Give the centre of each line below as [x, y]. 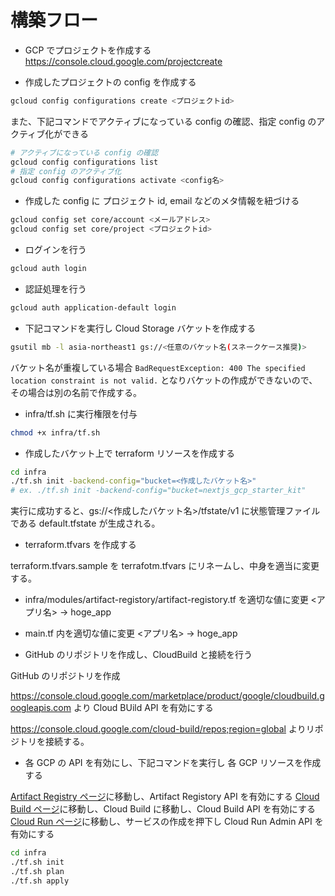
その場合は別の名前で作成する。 [76, 392]
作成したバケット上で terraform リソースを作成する [130, 453]
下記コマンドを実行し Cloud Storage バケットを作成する [140, 328]
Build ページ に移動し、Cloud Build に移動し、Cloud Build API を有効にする [163, 809]
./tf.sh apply [40, 881]
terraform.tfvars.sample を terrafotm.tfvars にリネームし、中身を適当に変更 [165, 566]
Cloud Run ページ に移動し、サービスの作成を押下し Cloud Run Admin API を [167, 822]
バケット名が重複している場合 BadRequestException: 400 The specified [158, 367]
